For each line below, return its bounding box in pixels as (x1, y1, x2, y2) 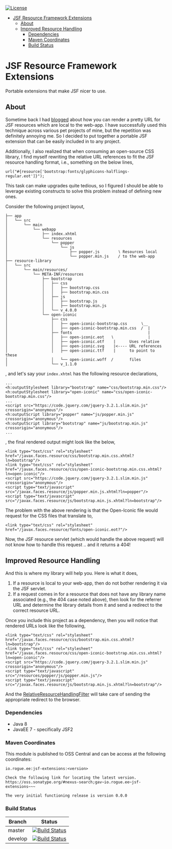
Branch (8, 818, 27, 825)
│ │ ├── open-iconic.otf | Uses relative (5, 339, 160, 344)
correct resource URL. (12, 607, 60, 613)
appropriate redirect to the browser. (5, 696, 81, 703)
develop (8, 835, 28, 842)
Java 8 (12, 721, 27, 727)
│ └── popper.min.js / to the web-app (5, 254, 155, 259)
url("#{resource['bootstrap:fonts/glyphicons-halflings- (5, 169, 130, 174)
